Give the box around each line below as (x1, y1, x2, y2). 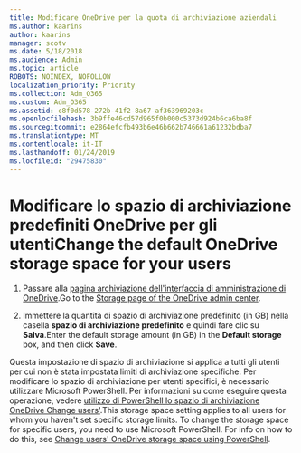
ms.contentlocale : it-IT (9, 140, 103, 149)
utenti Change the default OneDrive (9, 234, 278, 255)
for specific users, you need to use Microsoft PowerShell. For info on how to (9, 424, 293, 435)
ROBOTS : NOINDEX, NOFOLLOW (9, 72, 111, 82)
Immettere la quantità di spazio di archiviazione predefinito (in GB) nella (22, 310, 289, 322)
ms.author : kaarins (9, 22, 83, 31)
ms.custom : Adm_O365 (9, 97, 88, 107)
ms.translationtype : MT (9, 131, 99, 140)
